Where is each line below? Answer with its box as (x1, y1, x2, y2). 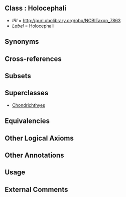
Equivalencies (5, 117, 50, 125)
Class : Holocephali (5, 4, 66, 13)
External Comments (5, 185, 68, 193)
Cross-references (5, 54, 62, 63)
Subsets (5, 72, 31, 80)
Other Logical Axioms (5, 134, 74, 143)
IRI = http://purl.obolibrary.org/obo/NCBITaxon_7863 (12, 17, 121, 23)
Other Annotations (5, 151, 64, 159)
